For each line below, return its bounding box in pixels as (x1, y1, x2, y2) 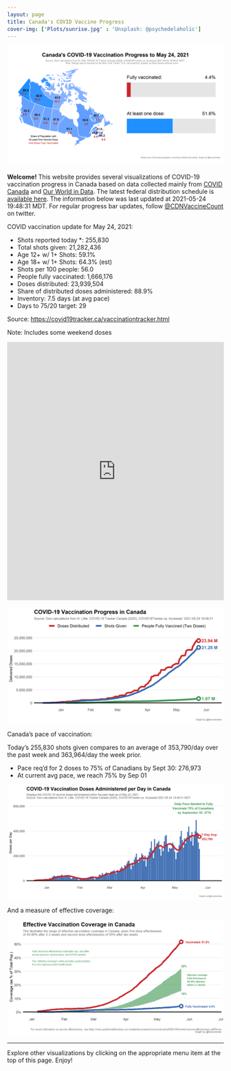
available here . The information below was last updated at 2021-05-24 (7, 195, 206, 203)
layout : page (7, 11, 45, 18)
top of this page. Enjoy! (7, 1056, 73, 1065)
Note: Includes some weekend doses (7, 328, 112, 336)
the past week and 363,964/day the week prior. (7, 750, 142, 759)
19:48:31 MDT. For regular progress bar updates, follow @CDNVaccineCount (7, 201, 223, 210)
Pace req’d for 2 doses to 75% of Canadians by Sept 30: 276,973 (16, 764, 201, 772)
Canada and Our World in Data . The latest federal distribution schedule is (7, 187, 214, 195)
